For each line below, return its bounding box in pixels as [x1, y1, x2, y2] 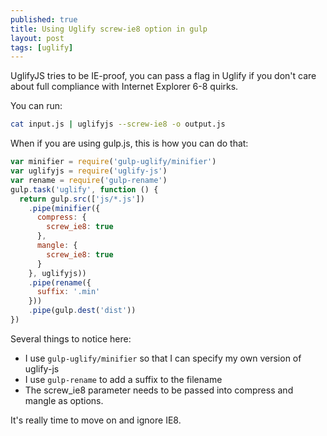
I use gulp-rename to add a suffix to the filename [24, 373, 223, 385]
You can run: [10, 100, 63, 112]
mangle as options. [24, 394, 104, 406]
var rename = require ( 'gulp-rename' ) [10, 175, 168, 185]
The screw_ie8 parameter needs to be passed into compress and [24, 384, 294, 396]
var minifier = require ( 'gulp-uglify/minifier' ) [10, 157, 217, 167]
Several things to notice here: [10, 332, 132, 345]
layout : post [10, 33, 65, 43]
